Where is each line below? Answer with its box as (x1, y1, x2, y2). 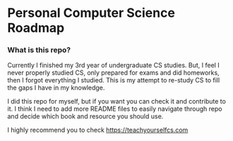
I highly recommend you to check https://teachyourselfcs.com (7, 125, 189, 135)
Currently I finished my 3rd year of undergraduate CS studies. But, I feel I (7, 61, 220, 70)
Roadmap (7, 20, 65, 36)
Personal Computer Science (7, 5, 175, 21)
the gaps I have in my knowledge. (7, 83, 105, 92)
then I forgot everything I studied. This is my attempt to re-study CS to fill (7, 76, 220, 85)
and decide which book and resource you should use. (7, 112, 164, 121)
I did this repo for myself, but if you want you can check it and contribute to (7, 97, 226, 106)
